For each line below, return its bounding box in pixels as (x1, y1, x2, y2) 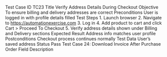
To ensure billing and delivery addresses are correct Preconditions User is (5, 9, 158, 15)
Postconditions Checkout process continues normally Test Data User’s (5, 36, 151, 42)
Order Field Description (5, 47, 54, 52)
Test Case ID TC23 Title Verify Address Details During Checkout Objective (5, 4, 159, 10)
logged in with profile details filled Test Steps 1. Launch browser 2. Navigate (5, 15, 162, 20)
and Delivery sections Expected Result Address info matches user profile (5, 31, 156, 36)
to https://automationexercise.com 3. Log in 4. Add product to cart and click (5, 20, 162, 26)
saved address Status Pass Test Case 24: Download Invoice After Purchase (5, 41, 161, 47)
